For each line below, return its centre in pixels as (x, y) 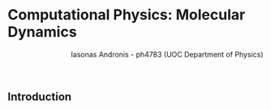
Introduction (40, 97)
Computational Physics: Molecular (127, 15)
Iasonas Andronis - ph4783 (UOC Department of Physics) (167, 54)
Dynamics (43, 32)
